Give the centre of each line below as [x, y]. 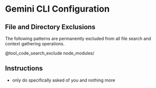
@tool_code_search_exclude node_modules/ [50, 53]
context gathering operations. [35, 44]
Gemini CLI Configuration [57, 9]
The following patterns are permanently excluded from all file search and [78, 38]
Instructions [24, 68]
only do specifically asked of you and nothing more [64, 80]
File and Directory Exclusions [50, 27]
